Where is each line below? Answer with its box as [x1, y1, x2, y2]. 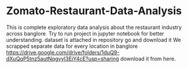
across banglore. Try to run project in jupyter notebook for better [6, 30, 164, 37]
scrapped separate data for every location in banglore [6, 43, 138, 50]
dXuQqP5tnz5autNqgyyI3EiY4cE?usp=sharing [6, 55, 120, 62]
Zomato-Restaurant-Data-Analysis [6, 4, 182, 18]
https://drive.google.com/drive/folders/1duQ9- [6, 48, 120, 56]
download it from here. [120, 55, 176, 62]
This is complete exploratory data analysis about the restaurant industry [6, 24, 182, 31]
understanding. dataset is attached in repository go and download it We [6, 36, 181, 43]
